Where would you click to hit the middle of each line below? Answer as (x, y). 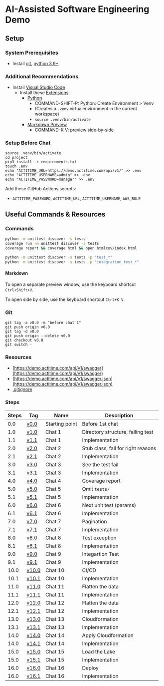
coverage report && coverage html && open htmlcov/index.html (71, 248)
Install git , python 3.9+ (35, 63)
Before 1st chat (100, 424)
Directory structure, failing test (118, 432)
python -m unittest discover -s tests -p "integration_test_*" (72, 262)
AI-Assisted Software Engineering (77, 9)
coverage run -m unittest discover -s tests (52, 244)
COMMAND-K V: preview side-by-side (74, 130)
